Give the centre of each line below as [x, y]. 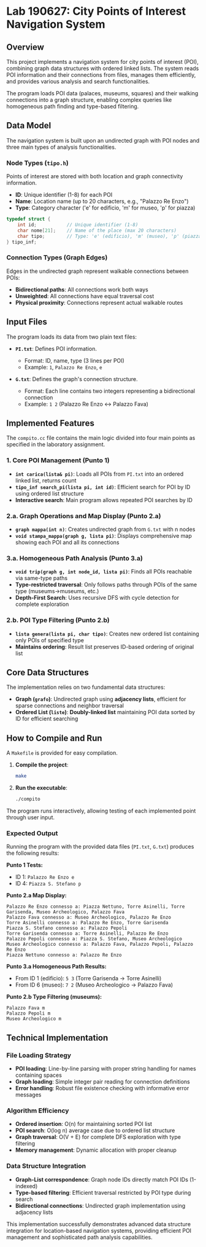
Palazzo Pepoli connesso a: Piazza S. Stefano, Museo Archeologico [94, 939]
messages [28, 1095]
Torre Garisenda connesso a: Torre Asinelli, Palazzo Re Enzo [87, 934]
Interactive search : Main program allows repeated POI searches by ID [104, 500]
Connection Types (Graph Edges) [57, 258]
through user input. [31, 817]
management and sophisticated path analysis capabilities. [80, 1237]
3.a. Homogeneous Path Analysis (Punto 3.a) [74, 558]
